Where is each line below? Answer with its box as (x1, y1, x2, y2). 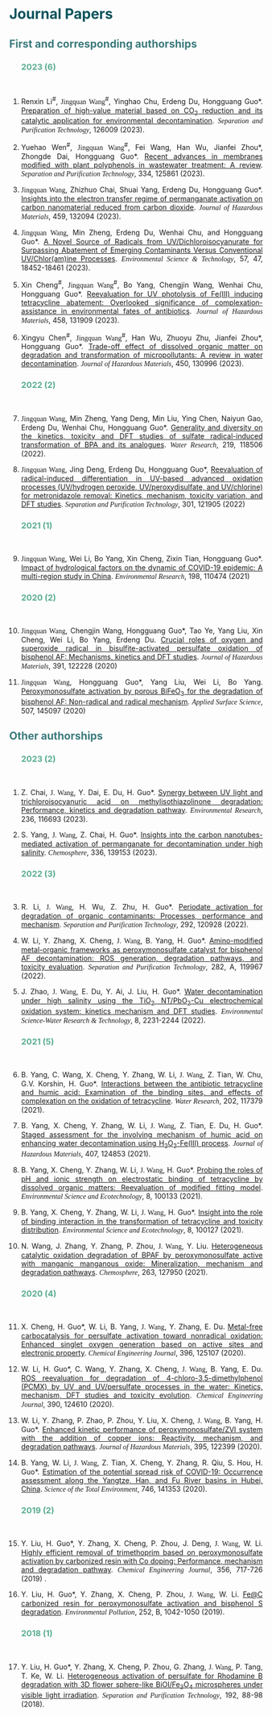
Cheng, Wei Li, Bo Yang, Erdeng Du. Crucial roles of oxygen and (20, 635, 263, 645)
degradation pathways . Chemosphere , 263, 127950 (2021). (20, 1267, 208, 1277)
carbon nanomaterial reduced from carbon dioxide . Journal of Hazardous (20, 202, 263, 212)
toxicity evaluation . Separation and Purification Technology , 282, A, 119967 (20, 961, 263, 972)
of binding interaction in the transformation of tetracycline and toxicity (20, 1216, 263, 1226)
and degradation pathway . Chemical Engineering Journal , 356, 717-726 (20, 1565, 263, 1575)
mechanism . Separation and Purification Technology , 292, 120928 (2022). (20, 919, 249, 929)
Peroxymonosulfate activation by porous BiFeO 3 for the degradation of (20, 686, 263, 698)
